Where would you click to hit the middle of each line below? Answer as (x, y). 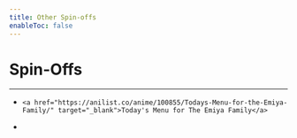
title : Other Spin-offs (53, 17)
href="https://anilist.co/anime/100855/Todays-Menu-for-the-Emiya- (161, 103)
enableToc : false (41, 26)
